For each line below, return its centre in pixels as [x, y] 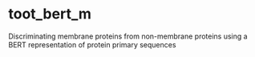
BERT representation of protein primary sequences [92, 44]
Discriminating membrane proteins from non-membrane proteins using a [128, 36]
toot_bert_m [50, 14]
